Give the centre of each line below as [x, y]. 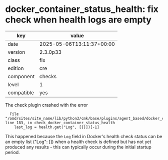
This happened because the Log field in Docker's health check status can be [84, 136]
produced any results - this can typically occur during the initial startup [78, 147]
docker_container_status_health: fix [82, 9]
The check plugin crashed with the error [47, 105]
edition [16, 68]
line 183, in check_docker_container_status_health [60, 123]
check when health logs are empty [78, 20]
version [16, 52]
